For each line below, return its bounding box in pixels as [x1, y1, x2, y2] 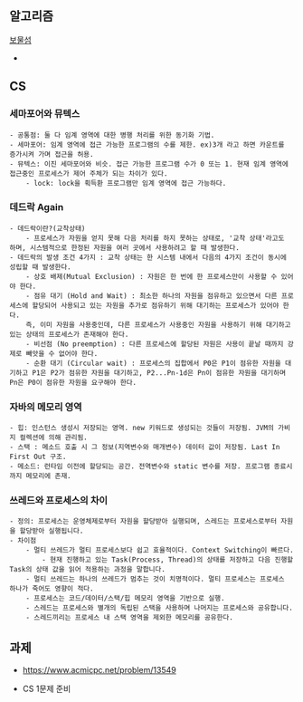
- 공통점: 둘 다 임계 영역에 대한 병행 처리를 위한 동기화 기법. [9, 130, 215, 139]
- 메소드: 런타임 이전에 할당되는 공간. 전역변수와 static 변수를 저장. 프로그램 [9, 462, 270, 471]
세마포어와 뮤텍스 [9, 108, 80, 120]
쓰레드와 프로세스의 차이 [9, 495, 109, 507]
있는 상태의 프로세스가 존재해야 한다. [9, 330, 129, 339]
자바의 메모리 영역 [9, 400, 83, 413]
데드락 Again [9, 201, 64, 214]
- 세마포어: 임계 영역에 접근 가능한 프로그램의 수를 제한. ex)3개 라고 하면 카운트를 [9, 139, 285, 149]
